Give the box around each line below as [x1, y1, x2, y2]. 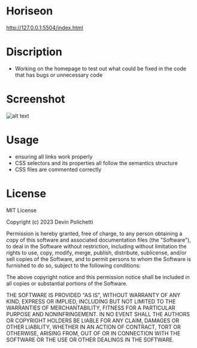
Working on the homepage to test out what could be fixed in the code [14, 65, 187, 72]
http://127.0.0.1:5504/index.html [6, 24, 84, 31]
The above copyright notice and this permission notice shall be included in [6, 273, 190, 280]
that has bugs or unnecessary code [14, 71, 103, 79]
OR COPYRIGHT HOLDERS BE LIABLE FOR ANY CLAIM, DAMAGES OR [6, 317, 180, 324]
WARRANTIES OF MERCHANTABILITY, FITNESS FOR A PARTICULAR [6, 304, 175, 311]
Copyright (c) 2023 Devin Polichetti [6, 218, 93, 226]
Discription [6, 45, 63, 59]
